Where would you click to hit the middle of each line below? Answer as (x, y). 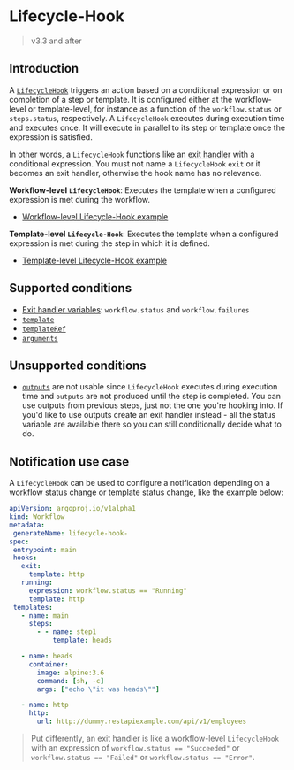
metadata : (27, 525)
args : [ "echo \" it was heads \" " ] (98, 689)
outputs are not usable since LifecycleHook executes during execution (150, 387)
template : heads (83, 640)
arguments (40, 338)
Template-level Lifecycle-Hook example (94, 260)
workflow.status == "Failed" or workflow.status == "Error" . (143, 758)
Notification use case (69, 462)
